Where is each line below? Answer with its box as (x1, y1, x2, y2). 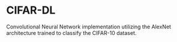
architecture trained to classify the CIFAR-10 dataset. (6, 29, 137, 36)
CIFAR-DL (6, 4, 56, 17)
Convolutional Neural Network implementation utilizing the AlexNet (6, 23, 172, 30)
